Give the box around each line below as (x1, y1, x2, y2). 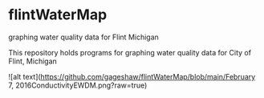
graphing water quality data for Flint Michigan (8, 32, 159, 42)
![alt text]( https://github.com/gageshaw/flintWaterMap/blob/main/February (8, 71, 256, 81)
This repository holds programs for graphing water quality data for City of (8, 47, 251, 57)
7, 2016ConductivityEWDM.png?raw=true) (8, 80, 148, 90)
